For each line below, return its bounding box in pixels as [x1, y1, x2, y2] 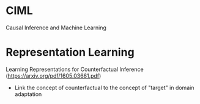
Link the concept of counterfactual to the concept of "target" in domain [14, 84, 194, 91]
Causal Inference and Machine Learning [6, 24, 106, 31]
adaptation [14, 90, 42, 98]
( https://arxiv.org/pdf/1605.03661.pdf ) [6, 72, 102, 80]
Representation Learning [6, 45, 135, 59]
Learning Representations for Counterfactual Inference [6, 65, 144, 73]
